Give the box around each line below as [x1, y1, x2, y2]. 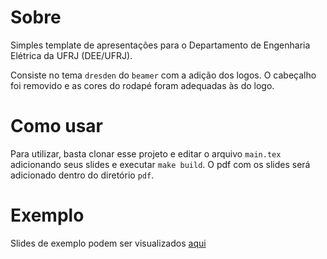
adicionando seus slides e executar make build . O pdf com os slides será [10, 158, 311, 170]
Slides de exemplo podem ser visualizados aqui [10, 237, 207, 249]
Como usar [10, 115, 104, 138]
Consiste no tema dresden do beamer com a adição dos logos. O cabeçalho [10, 69, 317, 81]
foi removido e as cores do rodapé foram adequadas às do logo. [10, 79, 275, 91]
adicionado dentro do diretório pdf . [10, 169, 155, 181]
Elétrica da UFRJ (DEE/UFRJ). [10, 49, 133, 61]
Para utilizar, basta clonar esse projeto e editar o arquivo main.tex [10, 147, 282, 160]
